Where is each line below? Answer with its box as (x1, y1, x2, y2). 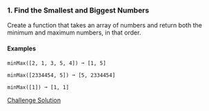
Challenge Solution (7, 96, 61, 104)
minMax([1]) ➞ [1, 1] (7, 83, 70, 91)
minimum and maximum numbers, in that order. (7, 28, 141, 37)
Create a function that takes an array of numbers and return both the (7, 21, 202, 30)
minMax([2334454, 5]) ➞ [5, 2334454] (7, 72, 116, 79)
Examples (7, 44, 37, 52)
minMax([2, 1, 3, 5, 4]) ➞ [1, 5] (7, 59, 107, 67)
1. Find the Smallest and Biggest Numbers (7, 6, 150, 15)
